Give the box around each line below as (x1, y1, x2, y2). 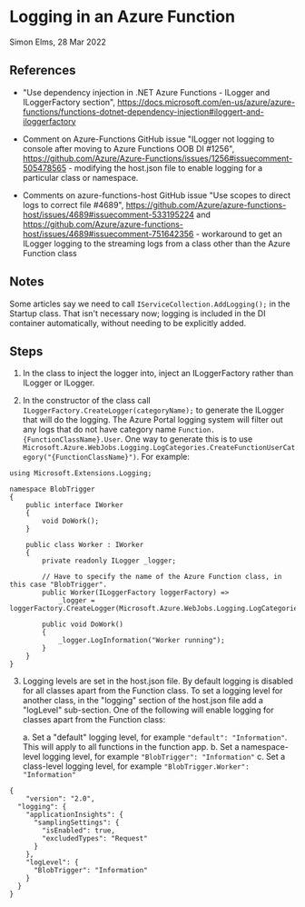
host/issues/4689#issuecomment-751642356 (22, 228, 194, 239)
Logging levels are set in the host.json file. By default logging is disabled (22, 675, 293, 687)
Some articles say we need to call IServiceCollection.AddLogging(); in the (9, 298, 290, 309)
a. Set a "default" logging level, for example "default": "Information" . (22, 732, 288, 743)
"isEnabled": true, (42, 826, 116, 835)
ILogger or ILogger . (22, 377, 95, 388)
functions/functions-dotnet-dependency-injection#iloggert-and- (22, 106, 265, 117)
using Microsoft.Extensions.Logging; (9, 469, 152, 478)
